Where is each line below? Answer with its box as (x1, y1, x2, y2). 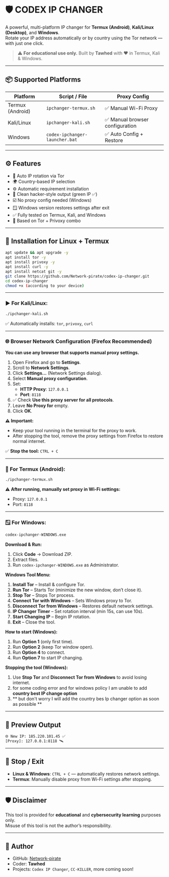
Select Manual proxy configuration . (12, 375, 88, 381)
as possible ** (12, 701, 42, 707)
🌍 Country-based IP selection (12, 178, 75, 184)
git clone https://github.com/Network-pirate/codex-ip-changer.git (5, 274, 150, 279)
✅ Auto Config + (105, 130, 143, 137)
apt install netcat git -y (5, 269, 62, 274)
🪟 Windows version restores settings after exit (12, 204, 110, 211)
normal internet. (12, 438, 46, 444)
